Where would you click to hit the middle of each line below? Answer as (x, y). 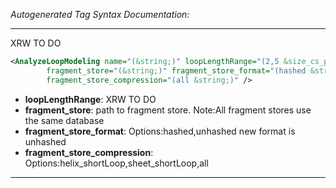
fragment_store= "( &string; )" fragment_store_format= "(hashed (176, 70)
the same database (64, 120)
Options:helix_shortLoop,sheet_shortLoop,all (116, 163)
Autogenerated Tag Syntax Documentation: (100, 14)
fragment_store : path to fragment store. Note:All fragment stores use (168, 110)
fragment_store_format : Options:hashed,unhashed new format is (160, 131)
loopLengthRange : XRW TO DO (90, 99)
